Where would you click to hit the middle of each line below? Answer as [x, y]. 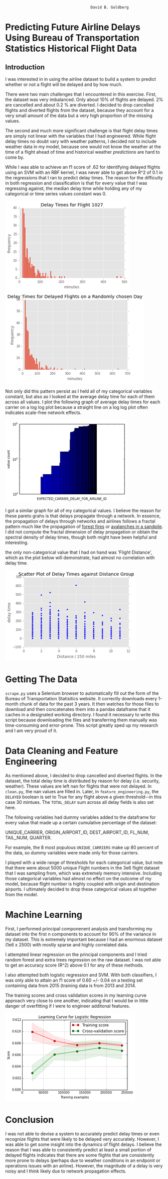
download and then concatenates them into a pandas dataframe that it [78, 709]
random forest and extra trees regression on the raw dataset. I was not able [83, 959]
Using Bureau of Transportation [72, 38]
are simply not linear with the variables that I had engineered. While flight [81, 136]
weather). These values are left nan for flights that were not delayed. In [78, 786]
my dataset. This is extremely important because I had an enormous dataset [84, 939]
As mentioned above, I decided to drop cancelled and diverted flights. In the [84, 775]
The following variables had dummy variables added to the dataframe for [80, 817]
